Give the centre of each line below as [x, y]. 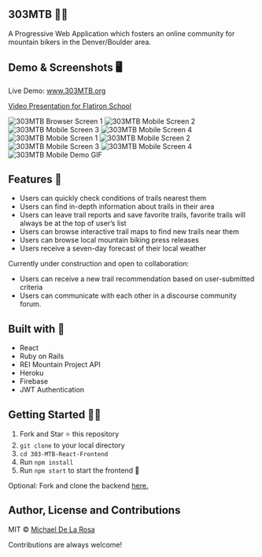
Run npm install [46, 462]
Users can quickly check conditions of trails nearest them [113, 199]
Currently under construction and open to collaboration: [99, 264]
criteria [31, 288]
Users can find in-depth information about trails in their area [117, 206]
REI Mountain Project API [60, 365]
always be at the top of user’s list [73, 223]
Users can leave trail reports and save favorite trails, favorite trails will [133, 215]
